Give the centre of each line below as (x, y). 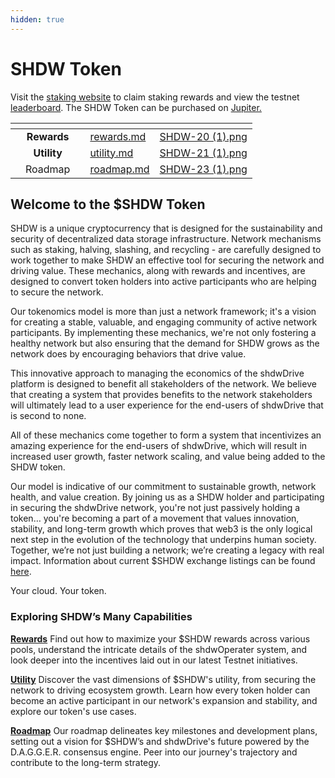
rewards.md (118, 136)
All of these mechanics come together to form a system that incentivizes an (166, 435)
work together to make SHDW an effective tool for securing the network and (167, 260)
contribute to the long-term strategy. (86, 762)
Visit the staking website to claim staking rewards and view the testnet (155, 97)
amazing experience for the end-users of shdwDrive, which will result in (159, 446)
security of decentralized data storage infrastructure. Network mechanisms (166, 239)
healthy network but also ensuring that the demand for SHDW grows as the (165, 343)
